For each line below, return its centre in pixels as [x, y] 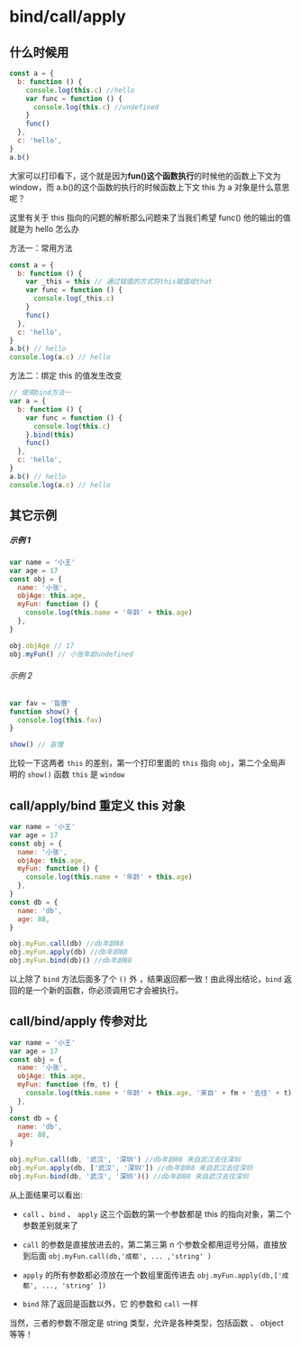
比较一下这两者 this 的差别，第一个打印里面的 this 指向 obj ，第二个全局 [144, 763]
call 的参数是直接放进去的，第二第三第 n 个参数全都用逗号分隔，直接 [150, 1244]
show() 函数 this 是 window [76, 774]
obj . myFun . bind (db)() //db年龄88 [71, 961]
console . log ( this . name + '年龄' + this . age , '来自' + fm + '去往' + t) [159, 1094]
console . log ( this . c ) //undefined [96, 107]
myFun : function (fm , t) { [68, 1085]
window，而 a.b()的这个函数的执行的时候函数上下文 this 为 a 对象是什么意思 [150, 187]
